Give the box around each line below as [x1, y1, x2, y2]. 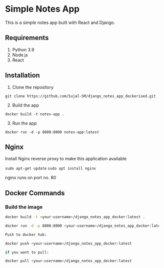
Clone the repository [12, 84, 54, 90]
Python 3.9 [12, 46, 35, 52]
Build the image [5, 204, 43, 210]
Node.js [12, 52, 28, 58]
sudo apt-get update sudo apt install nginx [5, 166, 96, 171]
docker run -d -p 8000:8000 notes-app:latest [5, 129, 99, 135]
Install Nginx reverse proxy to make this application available [5, 156, 127, 162]
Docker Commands [5, 189, 65, 197]
